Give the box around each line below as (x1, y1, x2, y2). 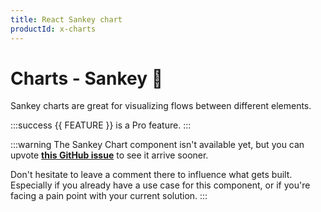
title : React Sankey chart (10, 14, 123, 25)
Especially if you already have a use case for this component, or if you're (10, 179, 311, 191)
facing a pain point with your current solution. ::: (10, 190, 208, 202)
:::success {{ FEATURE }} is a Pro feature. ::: (10, 119, 192, 131)
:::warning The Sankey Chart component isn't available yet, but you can (10, 139, 305, 151)
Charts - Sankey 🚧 (10, 67, 164, 90)
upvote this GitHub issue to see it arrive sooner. (10, 149, 209, 161)
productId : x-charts (10, 24, 97, 34)
